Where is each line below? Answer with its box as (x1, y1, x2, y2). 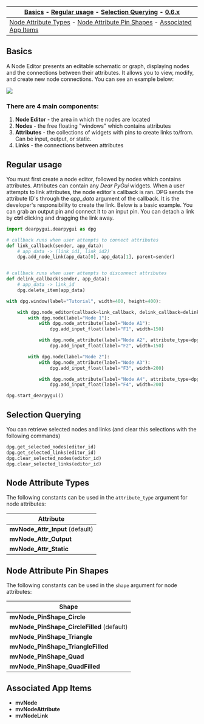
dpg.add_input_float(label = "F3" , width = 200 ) (49, 365, 165, 371)
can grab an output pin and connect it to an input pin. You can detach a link (6, 207, 194, 215)
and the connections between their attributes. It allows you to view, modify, (6, 69, 194, 76)
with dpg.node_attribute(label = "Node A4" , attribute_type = (38, 376, 191, 382)
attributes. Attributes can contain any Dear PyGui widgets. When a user (6, 182, 185, 189)
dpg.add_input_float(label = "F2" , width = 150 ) (49, 343, 165, 349)
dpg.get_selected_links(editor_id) (6, 450, 97, 456)
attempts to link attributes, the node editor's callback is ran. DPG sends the (6, 188, 194, 195)
